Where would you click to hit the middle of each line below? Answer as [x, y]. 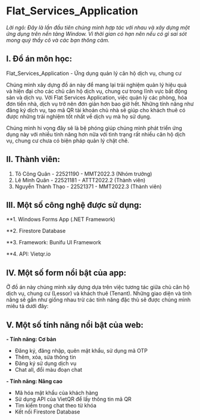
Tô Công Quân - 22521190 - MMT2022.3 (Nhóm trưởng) [83, 173]
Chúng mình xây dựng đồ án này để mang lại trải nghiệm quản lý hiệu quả [96, 85]
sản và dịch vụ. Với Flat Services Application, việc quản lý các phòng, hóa [97, 97]
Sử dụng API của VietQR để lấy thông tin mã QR [73, 399]
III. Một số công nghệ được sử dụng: [74, 205]
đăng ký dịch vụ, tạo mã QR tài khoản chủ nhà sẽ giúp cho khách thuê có [96, 110]
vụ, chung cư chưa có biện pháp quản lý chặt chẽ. [68, 141]
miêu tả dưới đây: [27, 306]
